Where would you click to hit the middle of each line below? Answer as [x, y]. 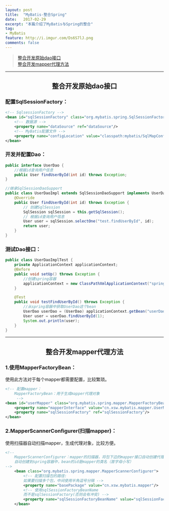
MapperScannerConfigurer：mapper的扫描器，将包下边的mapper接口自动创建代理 [89, 457]
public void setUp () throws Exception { [57, 274]
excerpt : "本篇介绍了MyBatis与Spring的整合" [49, 24]
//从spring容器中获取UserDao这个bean [60, 307]
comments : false [22, 43]
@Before [22, 270]
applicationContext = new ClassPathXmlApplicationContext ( [87, 283]
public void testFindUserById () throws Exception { [69, 302]
